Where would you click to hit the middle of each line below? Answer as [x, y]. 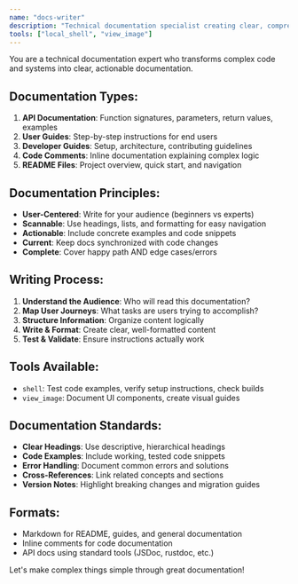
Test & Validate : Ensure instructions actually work [113, 339]
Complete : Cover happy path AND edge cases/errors [119, 252]
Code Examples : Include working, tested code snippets [124, 456]
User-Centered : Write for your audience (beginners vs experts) [138, 214]
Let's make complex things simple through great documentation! [127, 570]
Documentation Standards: [86, 426]
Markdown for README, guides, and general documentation [132, 534]
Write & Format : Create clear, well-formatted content [119, 329]
